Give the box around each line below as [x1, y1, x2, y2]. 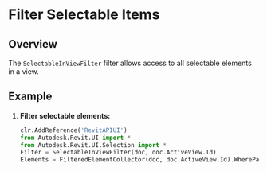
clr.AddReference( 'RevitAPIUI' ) [19, 126, 128, 134]
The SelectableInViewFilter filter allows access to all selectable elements [8, 58, 253, 68]
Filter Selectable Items [8, 6, 160, 24]
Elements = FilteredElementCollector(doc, [19, 156, 163, 164]
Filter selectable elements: [19, 111, 111, 120]
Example [8, 90, 53, 103]
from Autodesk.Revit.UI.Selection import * [19, 141, 167, 149]
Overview [8, 37, 58, 51]
